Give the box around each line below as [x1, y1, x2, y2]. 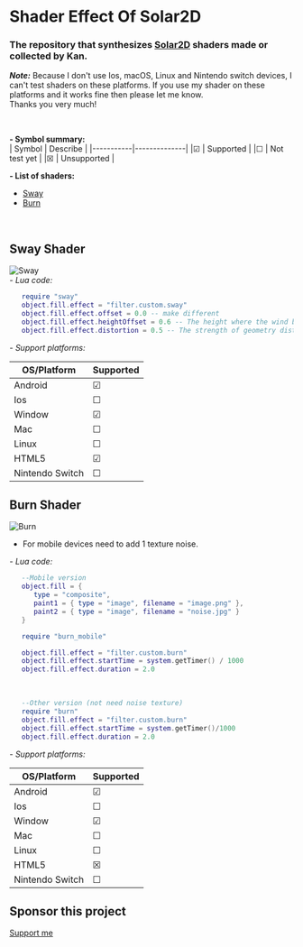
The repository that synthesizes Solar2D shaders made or [9, 39, 269, 51]
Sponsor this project [9, 904, 126, 919]
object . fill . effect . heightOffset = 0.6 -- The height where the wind [21, 317, 289, 326]
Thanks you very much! [9, 99, 97, 110]
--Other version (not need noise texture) [21, 699, 183, 708]
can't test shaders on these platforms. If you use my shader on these [9, 79, 266, 91]
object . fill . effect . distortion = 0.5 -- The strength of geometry [21, 326, 277, 335]
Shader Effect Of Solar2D [9, 6, 201, 27]
